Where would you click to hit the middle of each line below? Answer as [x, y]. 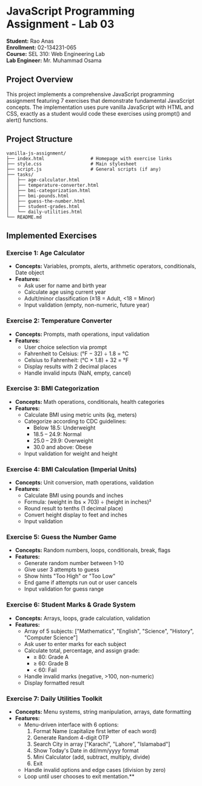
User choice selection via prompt [66, 347]
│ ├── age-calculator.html [43, 180]
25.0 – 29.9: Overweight [63, 440]
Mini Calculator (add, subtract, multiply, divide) [92, 757]
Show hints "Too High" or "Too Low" [70, 576]
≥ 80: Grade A [51, 657]
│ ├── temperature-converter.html [52, 185]
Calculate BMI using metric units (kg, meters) [80, 414]
